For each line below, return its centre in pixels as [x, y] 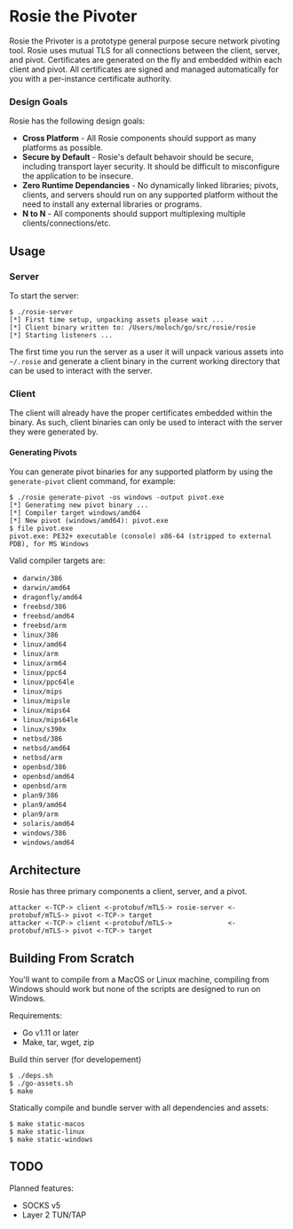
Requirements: [36, 1016]
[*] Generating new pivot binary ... [79, 505]
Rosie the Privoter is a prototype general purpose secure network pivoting [145, 41]
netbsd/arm [42, 758]
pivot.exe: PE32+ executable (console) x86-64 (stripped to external [141, 536]
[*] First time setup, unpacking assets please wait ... [117, 320]
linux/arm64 [44, 663]
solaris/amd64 [48, 824]
